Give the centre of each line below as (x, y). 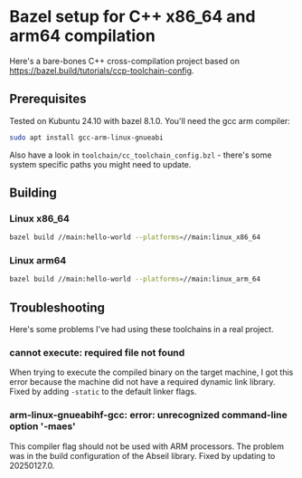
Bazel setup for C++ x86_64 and (132, 17)
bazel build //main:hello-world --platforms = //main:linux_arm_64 (135, 279)
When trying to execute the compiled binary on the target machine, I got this (151, 372)
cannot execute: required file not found (97, 353)
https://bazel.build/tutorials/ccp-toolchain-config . (102, 71)
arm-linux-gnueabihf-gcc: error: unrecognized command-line (148, 416)
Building (33, 193)
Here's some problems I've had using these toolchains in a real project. (142, 330)
